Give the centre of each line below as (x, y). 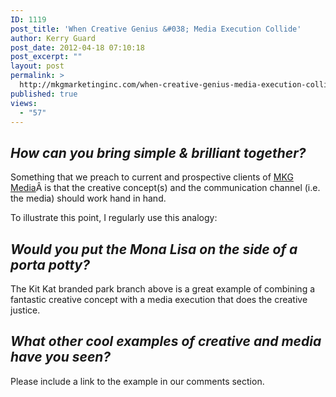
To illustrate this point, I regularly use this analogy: (114, 218)
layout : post (37, 66)
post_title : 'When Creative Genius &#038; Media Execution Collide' (156, 29)
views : (24, 103)
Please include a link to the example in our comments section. (137, 381)
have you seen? (61, 357)
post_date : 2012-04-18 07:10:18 (77, 47)
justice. (25, 310)
